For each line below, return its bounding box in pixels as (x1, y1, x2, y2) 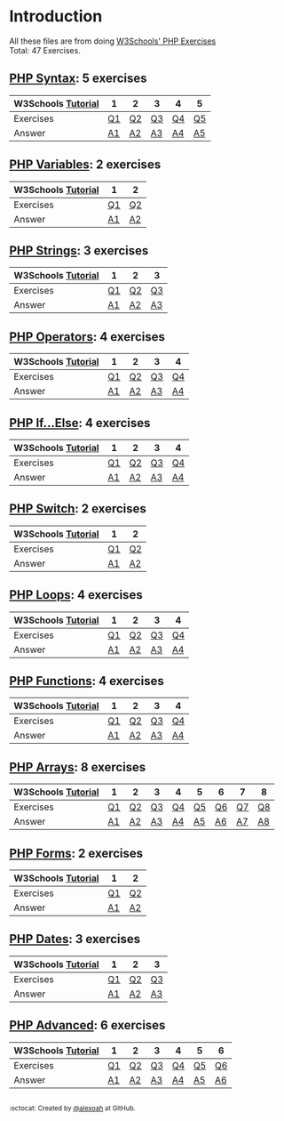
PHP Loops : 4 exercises (9, 587, 144, 602)
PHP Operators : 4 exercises (9, 329, 166, 344)
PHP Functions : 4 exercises (9, 673, 164, 689)
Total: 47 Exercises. (9, 44, 82, 55)
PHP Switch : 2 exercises (9, 501, 146, 517)
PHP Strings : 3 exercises (9, 243, 149, 258)
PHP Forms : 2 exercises (9, 845, 144, 860)
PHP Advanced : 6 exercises (9, 1018, 166, 1033)
